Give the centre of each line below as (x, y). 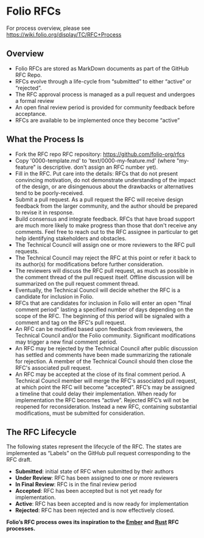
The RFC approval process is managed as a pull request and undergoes (105, 94)
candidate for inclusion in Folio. (55, 296)
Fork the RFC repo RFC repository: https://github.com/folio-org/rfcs (100, 154)
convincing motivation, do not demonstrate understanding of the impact (105, 180)
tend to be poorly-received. (49, 193)
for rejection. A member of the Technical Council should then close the (104, 361)
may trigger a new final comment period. (66, 342)
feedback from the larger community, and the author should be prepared (106, 206)
